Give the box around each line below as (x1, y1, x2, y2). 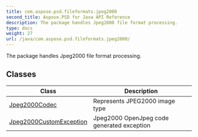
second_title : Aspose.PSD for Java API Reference (6, 14, 131, 20)
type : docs (6, 25, 33, 31)
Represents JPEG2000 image (93, 97, 176, 105)
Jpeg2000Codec (9, 100, 57, 109)
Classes (6, 69, 37, 80)
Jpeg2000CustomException (9, 118, 88, 126)
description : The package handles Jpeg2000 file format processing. (6, 19, 178, 25)
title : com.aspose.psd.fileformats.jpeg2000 (6, 8, 117, 15)
